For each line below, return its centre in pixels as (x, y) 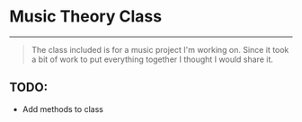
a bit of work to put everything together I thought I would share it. (152, 59)
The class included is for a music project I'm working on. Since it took (160, 49)
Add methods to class (62, 109)
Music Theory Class (86, 17)
